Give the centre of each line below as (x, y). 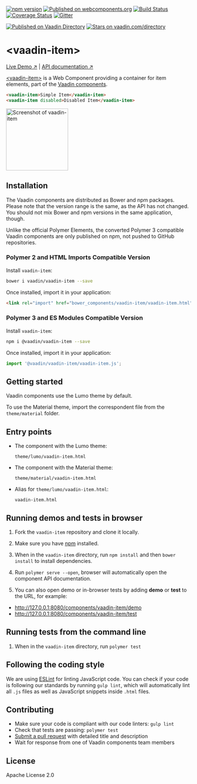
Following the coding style (55, 665)
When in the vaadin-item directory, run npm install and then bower (95, 555)
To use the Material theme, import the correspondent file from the (86, 407)
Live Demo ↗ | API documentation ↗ (50, 66)
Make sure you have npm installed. (57, 544)
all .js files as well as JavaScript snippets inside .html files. (78, 691)
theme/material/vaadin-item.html (55, 478)
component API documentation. (53, 579)
